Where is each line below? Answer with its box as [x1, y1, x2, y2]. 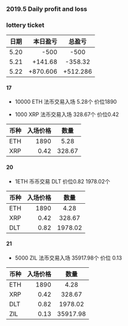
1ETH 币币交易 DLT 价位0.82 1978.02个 [14, 177, 111, 185]
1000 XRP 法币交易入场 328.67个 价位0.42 [14, 111, 120, 118]
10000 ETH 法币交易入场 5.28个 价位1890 [14, 98, 117, 105]
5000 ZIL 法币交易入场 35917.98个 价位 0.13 [14, 254, 123, 261]
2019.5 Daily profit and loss [6, 5, 88, 13]
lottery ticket [6, 20, 45, 29]
